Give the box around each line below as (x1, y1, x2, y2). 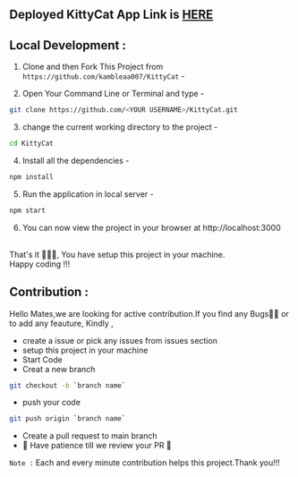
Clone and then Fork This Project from (21, 62, 164, 72)
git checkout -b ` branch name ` (9, 380, 126, 390)
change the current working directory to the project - (21, 122, 218, 132)
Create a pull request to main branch (21, 430, 158, 441)
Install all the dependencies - (21, 155, 130, 166)
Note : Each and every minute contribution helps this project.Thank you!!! (9, 457, 280, 468)
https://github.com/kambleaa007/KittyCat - (21, 71, 185, 81)
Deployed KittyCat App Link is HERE (9, 7, 214, 22)
